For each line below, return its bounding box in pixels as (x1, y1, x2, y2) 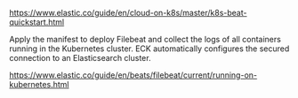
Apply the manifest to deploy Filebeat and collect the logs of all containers (9, 34, 282, 44)
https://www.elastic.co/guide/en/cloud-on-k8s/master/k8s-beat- (9, 8, 247, 18)
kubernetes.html (9, 79, 69, 89)
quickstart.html (9, 17, 65, 27)
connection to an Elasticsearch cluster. (9, 53, 151, 63)
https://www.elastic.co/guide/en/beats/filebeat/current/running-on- (9, 70, 258, 80)
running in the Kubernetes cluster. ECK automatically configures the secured (9, 43, 290, 54)
